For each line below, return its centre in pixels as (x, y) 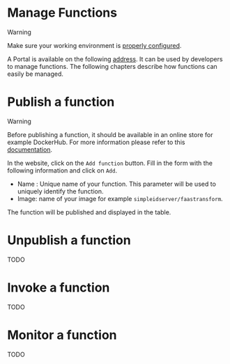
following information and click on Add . (62, 170)
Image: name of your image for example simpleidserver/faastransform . (120, 198)
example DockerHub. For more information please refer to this (96, 142)
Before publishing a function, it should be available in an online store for (110, 134)
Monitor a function (62, 335)
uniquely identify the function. (60, 191)
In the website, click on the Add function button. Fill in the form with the (110, 163)
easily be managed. (36, 74)
